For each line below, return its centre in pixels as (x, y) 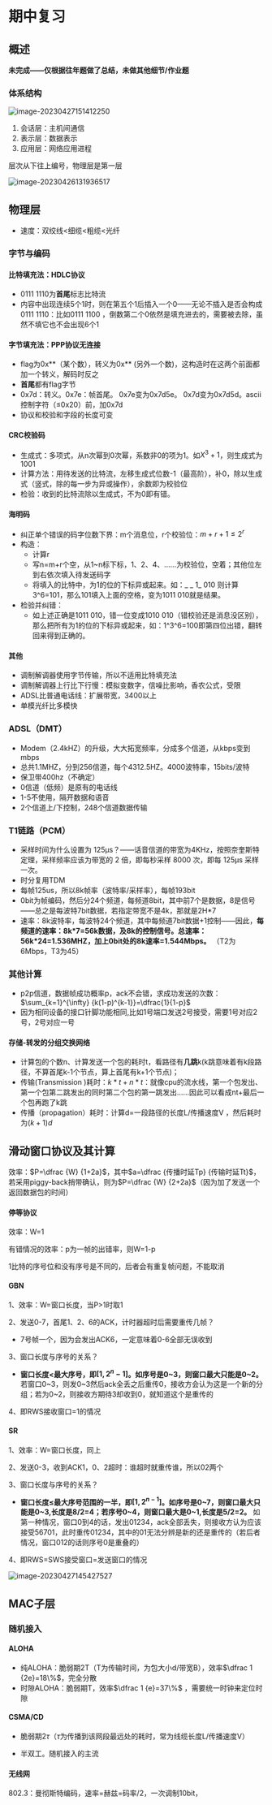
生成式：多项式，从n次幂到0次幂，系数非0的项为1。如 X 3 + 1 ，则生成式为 (141, 454)
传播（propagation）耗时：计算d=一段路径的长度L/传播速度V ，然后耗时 (140, 1112)
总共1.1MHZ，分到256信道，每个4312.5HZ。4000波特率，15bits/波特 (135, 766)
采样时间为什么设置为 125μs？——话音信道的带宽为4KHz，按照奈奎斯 (136, 849)
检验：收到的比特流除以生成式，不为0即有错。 (97, 494)
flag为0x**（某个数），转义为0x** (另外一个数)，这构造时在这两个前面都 (140, 364)
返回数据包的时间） (41, 1192)
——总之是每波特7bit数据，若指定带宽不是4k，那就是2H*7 (118, 910)
